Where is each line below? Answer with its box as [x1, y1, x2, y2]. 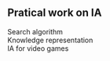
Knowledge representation [7, 35, 93, 45]
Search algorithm [7, 27, 64, 36]
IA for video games [7, 43, 69, 53]
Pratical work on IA [7, 6, 102, 20]
